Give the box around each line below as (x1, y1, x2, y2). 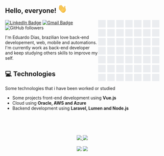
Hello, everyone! (5, 7, 57, 15)
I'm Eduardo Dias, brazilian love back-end (5, 34, 89, 40)
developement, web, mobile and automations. (5, 39, 97, 45)
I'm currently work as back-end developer (5, 45, 90, 50)
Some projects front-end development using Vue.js (12, 95, 117, 101)
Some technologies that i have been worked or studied (5, 85, 116, 91)
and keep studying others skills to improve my (5, 50, 98, 56)
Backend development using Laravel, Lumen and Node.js (12, 105, 129, 111)
